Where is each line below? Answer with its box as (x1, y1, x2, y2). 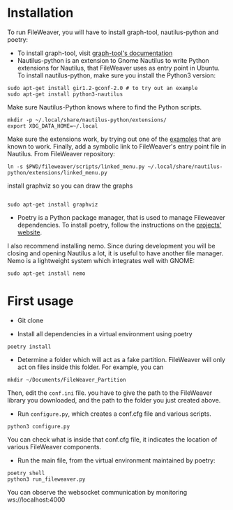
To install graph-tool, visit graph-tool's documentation (17, 49, 173, 57)
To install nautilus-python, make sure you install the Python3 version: (17, 71, 216, 80)
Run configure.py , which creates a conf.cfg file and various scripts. (17, 410, 211, 418)
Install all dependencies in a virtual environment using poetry (17, 329, 193, 338)
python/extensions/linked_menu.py (7, 169, 108, 176)
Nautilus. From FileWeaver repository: (7, 149, 115, 158)
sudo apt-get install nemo (7, 270, 86, 277)
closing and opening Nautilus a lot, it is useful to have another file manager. (7, 249, 224, 257)
